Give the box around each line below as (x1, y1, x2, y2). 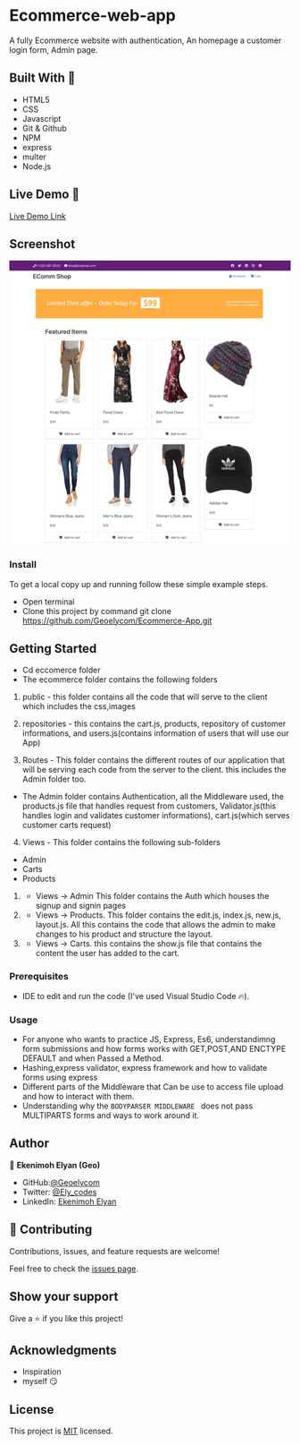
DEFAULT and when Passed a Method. (21, 1053, 164, 1064)
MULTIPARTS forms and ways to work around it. (21, 1110, 199, 1121)
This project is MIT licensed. (9, 1425, 113, 1437)
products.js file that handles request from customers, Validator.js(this (21, 800, 277, 811)
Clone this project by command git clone (21, 605, 172, 616)
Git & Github (21, 123, 67, 133)
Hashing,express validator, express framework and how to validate (21, 1063, 268, 1073)
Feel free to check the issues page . (9, 1263, 138, 1274)
